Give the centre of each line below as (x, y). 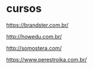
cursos (24, 9)
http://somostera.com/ (34, 48)
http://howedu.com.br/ (34, 36)
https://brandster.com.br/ (37, 25)
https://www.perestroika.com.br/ (46, 59)
